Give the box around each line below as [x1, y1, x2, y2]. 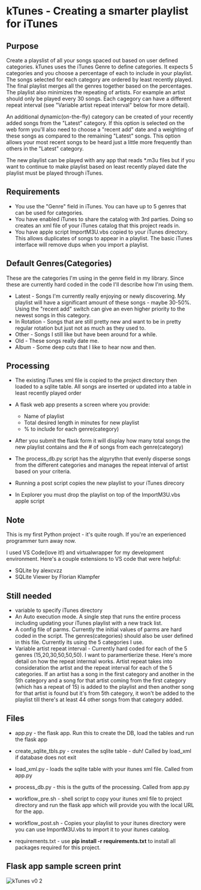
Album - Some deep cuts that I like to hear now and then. [14, 344, 156, 351]
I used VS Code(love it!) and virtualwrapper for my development [6, 549, 164, 556]
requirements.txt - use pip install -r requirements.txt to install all [14, 837, 176, 844]
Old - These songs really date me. [14, 337, 100, 344]
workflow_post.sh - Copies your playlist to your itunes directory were [14, 819, 186, 826]
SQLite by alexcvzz [14, 567, 62, 574]
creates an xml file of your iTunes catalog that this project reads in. [14, 222, 181, 229]
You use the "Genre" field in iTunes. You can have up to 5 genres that [14, 202, 187, 210]
